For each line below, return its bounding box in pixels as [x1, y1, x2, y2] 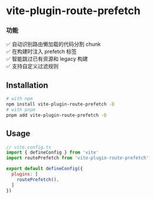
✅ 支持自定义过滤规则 [6, 63, 59, 70]
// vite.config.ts [6, 144, 51, 150]
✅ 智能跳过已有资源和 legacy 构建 [6, 55, 89, 62]
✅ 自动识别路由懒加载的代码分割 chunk [6, 41, 101, 48]
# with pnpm [6, 107, 35, 113]
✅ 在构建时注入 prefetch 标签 [6, 48, 77, 55]
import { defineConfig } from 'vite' [6, 150, 99, 155]
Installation [6, 80, 48, 90]
